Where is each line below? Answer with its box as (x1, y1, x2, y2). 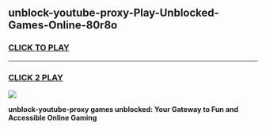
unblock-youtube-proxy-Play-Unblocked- (8, 6, 219, 20)
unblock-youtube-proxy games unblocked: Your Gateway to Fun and (8, 104, 239, 113)
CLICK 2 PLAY (8, 72, 63, 83)
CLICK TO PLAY (8, 43, 70, 54)
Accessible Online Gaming (8, 113, 97, 122)
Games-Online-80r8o (8, 19, 118, 32)
